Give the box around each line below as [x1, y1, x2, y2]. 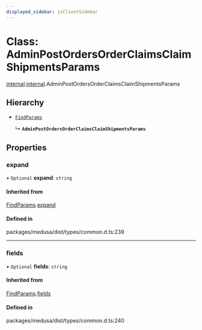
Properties [6, 142, 47, 153]
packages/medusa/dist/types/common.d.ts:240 [6, 317, 125, 325]
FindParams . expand [6, 201, 56, 209]
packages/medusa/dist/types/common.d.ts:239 [6, 228, 124, 236]
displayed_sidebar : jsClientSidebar [6, 8, 98, 15]
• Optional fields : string [6, 263, 68, 270]
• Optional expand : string [6, 174, 72, 182]
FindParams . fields [6, 290, 51, 297]
